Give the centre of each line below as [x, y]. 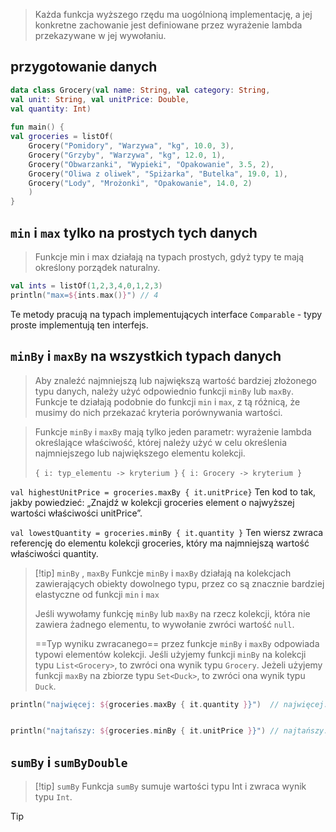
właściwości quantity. [54, 553]
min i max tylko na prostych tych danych [134, 232]
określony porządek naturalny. [97, 267]
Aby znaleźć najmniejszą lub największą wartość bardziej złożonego [175, 380]
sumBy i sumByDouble [69, 762]
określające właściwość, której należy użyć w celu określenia [161, 442]
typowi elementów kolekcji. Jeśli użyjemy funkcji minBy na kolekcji [170, 654]
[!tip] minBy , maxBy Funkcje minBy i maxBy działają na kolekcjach [163, 573]
